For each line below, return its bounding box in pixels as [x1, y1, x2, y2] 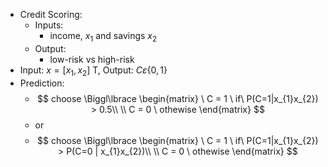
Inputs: [34, 19, 64, 31]
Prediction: [19, 77, 65, 89]
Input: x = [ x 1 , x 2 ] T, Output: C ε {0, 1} [19, 64, 168, 78]
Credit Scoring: [19, 9, 83, 20]
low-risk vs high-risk [49, 53, 135, 65]
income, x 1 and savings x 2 [49, 30, 158, 44]
